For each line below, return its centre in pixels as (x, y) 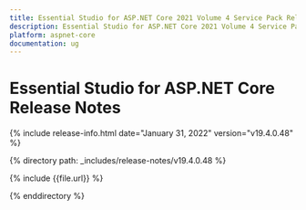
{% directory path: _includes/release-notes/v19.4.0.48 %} (118, 161)
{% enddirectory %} (47, 196)
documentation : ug (44, 43)
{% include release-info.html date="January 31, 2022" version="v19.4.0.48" (152, 133)
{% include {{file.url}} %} (56, 178)
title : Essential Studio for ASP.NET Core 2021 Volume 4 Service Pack (146, 18)
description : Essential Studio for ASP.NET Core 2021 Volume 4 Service (148, 26)
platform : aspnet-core (52, 35)
